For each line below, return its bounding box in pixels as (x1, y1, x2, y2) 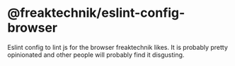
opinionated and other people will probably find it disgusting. (7, 51, 185, 59)
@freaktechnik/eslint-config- (7, 5, 185, 21)
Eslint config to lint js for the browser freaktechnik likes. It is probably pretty (7, 43, 229, 51)
